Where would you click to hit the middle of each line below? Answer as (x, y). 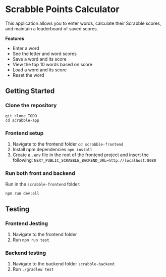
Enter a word (26, 48)
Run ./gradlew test (33, 269)
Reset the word (28, 75)
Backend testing (26, 253)
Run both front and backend (40, 173)
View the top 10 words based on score (52, 64)
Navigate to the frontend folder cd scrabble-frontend (68, 144)
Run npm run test (31, 240)
